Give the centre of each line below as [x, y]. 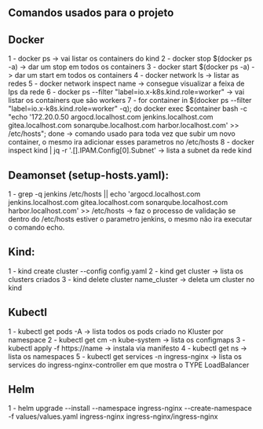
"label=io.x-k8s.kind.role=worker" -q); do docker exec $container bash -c [128, 108]
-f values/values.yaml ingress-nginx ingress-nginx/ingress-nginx [113, 416]
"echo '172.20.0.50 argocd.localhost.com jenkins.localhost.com [111, 117]
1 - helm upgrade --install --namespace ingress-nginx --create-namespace [130, 409]
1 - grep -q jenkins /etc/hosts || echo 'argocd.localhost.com [104, 194]
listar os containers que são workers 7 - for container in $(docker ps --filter [130, 101]
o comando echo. [37, 228]
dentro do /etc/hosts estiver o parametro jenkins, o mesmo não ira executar [130, 219]
